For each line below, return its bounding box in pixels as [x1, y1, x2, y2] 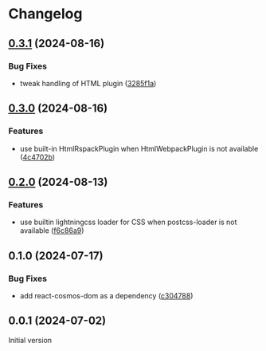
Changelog [8, 5, 83, 23]
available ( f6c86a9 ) [19, 226, 84, 235]
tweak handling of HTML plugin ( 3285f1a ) [19, 78, 157, 88]
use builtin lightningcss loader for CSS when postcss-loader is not [19, 217, 237, 227]
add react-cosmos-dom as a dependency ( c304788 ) [19, 290, 194, 300]
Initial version [8, 335, 53, 345]
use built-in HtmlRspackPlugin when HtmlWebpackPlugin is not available [19, 144, 259, 153]
